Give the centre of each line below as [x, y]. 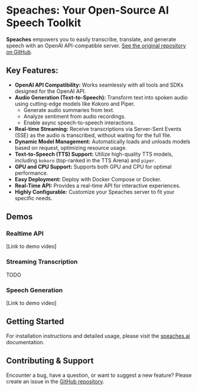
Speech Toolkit [44, 23]
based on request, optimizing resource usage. [71, 148]
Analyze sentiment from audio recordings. [74, 116]
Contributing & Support [50, 361]
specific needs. [33, 198]
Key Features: [32, 71]
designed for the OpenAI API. [50, 91]
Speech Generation [35, 290]
